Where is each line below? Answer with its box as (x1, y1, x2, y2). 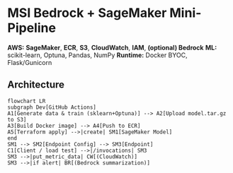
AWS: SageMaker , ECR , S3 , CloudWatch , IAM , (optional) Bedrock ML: (7, 43, 217, 52)
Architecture (7, 79, 65, 91)
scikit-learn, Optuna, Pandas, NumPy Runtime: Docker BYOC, (7, 51, 188, 59)
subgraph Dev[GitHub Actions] (7, 104, 97, 111)
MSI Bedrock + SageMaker (7, 5, 167, 21)
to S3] (7, 116, 27, 123)
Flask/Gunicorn (7, 58, 52, 66)
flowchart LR (7, 97, 46, 105)
